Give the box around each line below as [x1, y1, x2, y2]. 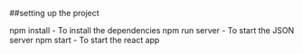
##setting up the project [9, 8, 99, 18]
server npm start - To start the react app [9, 35, 160, 45]
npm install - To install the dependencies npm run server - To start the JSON [9, 25, 295, 35]
